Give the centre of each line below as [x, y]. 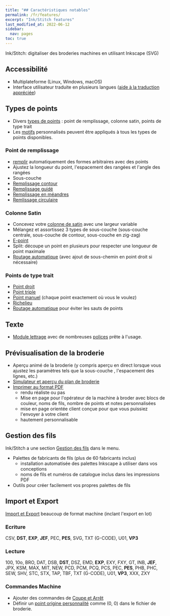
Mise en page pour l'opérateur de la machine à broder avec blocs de [93, 398]
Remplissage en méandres [41, 194]
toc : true [16, 39]
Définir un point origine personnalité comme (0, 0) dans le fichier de [84, 603]
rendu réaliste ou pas [43, 393]
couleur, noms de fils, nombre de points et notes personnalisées [88, 403]
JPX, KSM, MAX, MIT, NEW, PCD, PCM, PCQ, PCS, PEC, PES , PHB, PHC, [81, 568]
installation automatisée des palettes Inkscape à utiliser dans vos [89, 463]
